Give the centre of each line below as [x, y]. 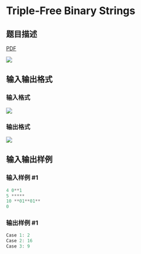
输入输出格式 [29, 80]
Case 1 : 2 [18, 235]
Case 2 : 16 [19, 241]
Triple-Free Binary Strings [71, 11]
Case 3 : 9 [18, 246]
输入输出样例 [29, 160]
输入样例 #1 [22, 178]
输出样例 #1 [22, 223]
